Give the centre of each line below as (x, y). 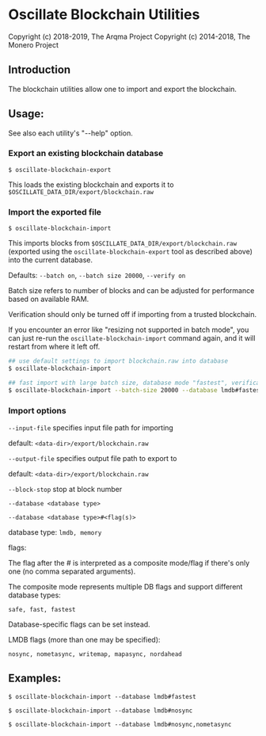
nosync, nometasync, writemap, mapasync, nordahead (95, 654)
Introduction (40, 70)
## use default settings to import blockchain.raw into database (118, 361)
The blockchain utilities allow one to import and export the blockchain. (123, 89)
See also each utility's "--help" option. (70, 133)
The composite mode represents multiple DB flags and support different (125, 586)
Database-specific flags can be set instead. (79, 624)
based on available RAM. (49, 299)
